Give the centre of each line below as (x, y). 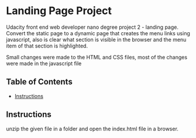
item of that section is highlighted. (47, 46)
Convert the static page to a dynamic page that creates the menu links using (98, 33)
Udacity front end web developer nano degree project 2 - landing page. (92, 27)
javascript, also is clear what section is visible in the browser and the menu (96, 39)
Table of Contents (39, 82)
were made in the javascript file (44, 63)
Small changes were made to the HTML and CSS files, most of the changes (97, 57)
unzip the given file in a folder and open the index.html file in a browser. (92, 129)
